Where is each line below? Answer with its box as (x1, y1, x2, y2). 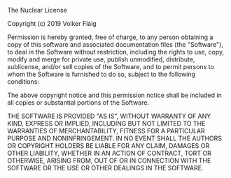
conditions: (7, 77, 40, 86)
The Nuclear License (7, 6, 68, 14)
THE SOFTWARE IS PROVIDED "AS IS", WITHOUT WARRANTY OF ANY (7, 112, 211, 120)
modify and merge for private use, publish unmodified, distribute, (7, 55, 195, 64)
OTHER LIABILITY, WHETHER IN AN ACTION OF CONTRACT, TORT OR (7, 149, 211, 157)
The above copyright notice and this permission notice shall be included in (7, 91, 222, 99)
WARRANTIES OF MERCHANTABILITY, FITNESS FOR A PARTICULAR (7, 127, 205, 135)
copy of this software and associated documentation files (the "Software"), (7, 40, 224, 48)
